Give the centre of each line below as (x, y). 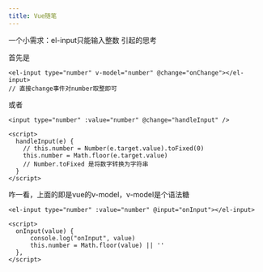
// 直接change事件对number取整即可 (63, 89)
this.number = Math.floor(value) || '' (97, 245)
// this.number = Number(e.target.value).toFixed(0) (114, 148)
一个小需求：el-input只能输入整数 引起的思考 (83, 40)
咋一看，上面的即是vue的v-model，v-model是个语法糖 (99, 194)
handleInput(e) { (45, 141)
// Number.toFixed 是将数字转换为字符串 (86, 164)
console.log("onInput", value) (83, 238)
